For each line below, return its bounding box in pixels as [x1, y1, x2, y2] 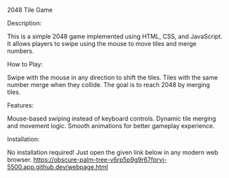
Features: [7, 101, 34, 109]
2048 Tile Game [7, 6, 53, 14]
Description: [7, 19, 42, 27]
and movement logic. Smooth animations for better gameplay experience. [7, 122, 215, 129]
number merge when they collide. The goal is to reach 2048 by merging [7, 81, 210, 88]
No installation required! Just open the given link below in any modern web [7, 149, 218, 156]
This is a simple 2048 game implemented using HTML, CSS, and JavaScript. [7, 32, 223, 40]
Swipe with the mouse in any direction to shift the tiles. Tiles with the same [7, 73, 218, 81]
